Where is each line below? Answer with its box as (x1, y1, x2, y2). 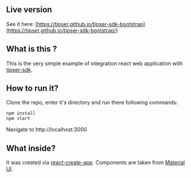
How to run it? (6, 83, 59, 94)
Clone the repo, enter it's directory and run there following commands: (6, 99, 178, 106)
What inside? (6, 143, 56, 153)
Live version (6, 5, 52, 15)
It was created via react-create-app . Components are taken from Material (6, 159, 185, 166)
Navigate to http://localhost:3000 (6, 126, 88, 133)
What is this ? (6, 44, 57, 54)
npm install (6, 110, 35, 116)
